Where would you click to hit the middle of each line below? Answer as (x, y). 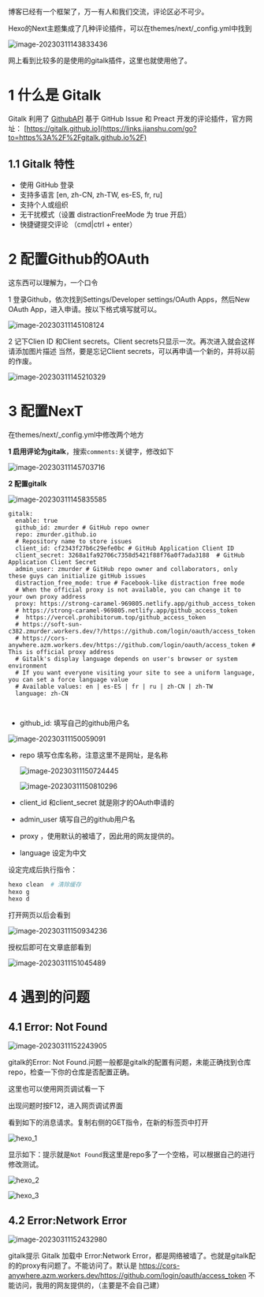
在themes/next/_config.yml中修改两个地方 (76, 434)
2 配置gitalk (28, 483)
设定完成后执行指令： (43, 869)
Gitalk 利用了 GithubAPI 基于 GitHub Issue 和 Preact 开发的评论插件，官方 (127, 118)
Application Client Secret (52, 562)
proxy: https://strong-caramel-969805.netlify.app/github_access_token (136, 603)
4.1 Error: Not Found (58, 1026)
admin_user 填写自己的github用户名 (77, 819)
